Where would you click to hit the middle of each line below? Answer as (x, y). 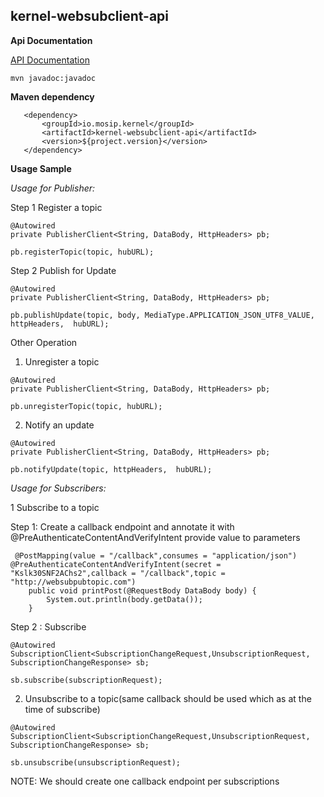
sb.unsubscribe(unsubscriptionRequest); (96, 762)
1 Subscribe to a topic (55, 507)
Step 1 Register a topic (56, 207)
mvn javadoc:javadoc (53, 78)
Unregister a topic (62, 361)
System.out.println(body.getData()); (124, 599)
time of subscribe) (62, 709)
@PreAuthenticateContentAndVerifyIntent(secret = (116, 564)
